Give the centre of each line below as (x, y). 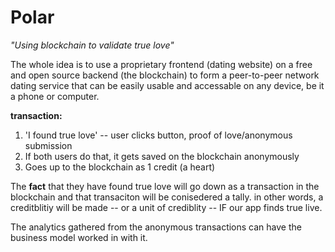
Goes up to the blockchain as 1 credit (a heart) (120, 167)
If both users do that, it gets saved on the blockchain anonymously (162, 156)
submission (48, 145)
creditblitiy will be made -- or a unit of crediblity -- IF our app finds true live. (166, 207)
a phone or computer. (55, 96)
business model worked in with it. (79, 237)
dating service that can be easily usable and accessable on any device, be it (167, 85)
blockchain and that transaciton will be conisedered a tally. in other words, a (167, 197)
